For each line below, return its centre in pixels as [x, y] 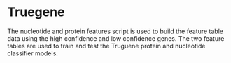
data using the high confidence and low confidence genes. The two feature [116, 38]
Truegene [36, 12]
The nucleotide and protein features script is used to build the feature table [115, 31]
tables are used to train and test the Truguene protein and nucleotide [106, 46]
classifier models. [33, 53]
